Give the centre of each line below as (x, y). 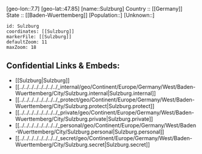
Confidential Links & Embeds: (63, 66)
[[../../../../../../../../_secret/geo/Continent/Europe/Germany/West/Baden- (104, 138)
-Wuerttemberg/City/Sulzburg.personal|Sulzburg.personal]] (89, 132)
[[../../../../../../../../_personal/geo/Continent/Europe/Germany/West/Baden (106, 125)
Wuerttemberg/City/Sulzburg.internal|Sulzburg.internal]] (86, 93)
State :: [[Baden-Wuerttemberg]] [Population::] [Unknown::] (80, 15)
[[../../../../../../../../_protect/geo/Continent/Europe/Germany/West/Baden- (105, 100)
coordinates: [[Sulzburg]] (40, 31)
